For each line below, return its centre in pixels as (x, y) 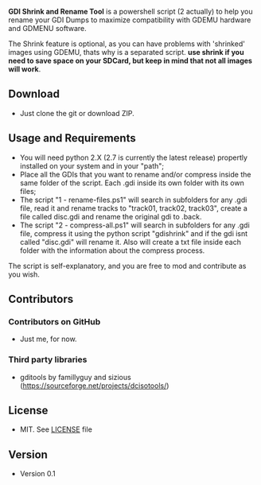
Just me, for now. (48, 339)
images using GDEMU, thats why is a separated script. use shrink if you (126, 52)
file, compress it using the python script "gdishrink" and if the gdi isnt (134, 233)
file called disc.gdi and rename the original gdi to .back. (111, 216)
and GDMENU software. (47, 28)
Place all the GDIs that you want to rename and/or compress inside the (135, 174)
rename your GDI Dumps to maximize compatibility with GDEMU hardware (130, 20)
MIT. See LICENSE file (56, 429)
